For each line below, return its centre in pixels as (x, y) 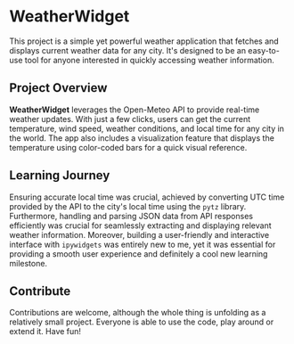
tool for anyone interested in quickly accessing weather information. (149, 60)
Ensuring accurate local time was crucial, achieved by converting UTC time (147, 197)
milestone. (28, 263)
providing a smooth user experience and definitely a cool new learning (139, 254)
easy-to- (264, 50)
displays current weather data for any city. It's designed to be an (128, 50)
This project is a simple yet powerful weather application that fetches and (144, 41)
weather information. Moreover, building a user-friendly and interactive (139, 234)
